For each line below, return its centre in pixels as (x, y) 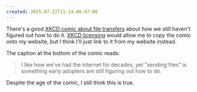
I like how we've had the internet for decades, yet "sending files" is (104, 65)
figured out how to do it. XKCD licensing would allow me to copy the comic (98, 35)
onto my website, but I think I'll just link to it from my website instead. (92, 41)
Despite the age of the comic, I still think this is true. (70, 82)
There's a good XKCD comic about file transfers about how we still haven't (98, 29)
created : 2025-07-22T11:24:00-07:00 (52, 12)
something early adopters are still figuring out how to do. (91, 71)
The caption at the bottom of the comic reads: (63, 53)
